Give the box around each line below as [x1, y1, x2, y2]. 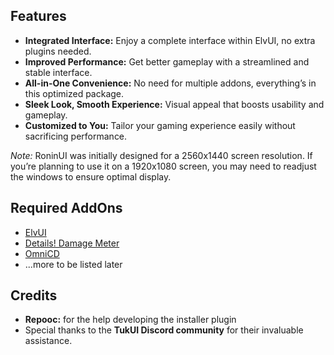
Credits [10, 287, 58, 304]
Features [10, 8, 67, 25]
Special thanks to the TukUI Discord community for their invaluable [24, 324, 304, 336]
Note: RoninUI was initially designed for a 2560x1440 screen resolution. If [10, 149, 313, 161]
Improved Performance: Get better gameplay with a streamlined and [24, 55, 310, 68]
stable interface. [24, 66, 93, 78]
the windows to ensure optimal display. [10, 170, 172, 183]
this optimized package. [24, 87, 125, 99]
